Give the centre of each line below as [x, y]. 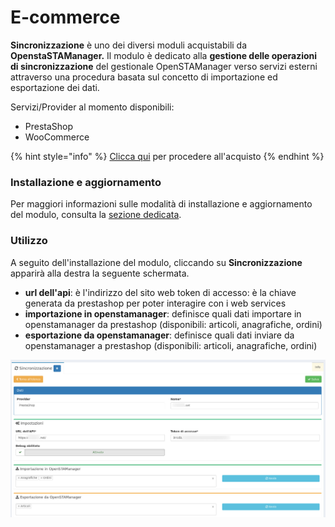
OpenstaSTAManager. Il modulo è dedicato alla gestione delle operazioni [164, 55]
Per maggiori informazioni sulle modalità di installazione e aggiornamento [161, 204]
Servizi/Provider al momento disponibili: [92, 107]
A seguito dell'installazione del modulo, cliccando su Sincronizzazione [156, 262]
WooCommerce [57, 137]
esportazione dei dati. [55, 87]
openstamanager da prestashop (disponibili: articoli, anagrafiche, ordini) [173, 324]
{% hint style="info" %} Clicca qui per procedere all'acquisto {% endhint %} [167, 156]
